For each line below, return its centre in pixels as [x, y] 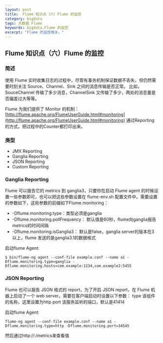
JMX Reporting [27, 151]
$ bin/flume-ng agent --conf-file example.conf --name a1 [65, 257]
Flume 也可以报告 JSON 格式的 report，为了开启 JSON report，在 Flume [77, 290]
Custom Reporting [30, 166]
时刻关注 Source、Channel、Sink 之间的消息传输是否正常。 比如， [75, 86]
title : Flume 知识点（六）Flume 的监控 [43, 14]
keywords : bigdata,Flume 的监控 [37, 28]
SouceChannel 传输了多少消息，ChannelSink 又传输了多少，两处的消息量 [78, 92]
